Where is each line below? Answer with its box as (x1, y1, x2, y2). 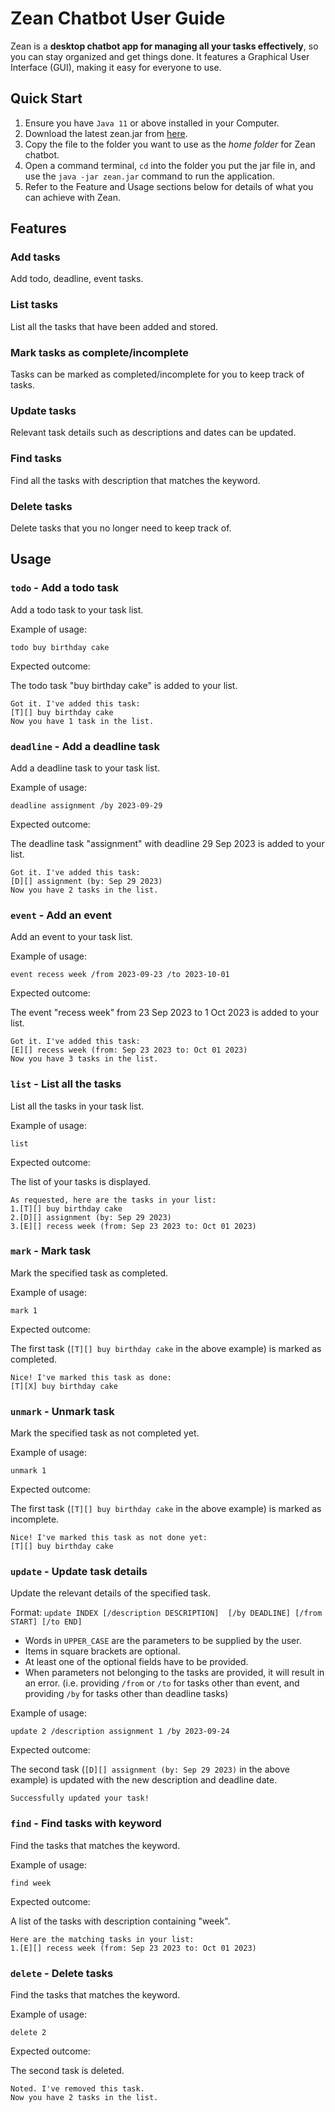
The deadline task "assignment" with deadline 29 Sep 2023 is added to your (10, 837, 325, 849)
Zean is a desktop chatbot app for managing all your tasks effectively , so (10, 40, 319, 52)
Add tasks (10, 250, 61, 264)
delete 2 (10, 2027, 47, 2037)
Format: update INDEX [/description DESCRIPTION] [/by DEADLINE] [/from (10, 1607, 323, 1619)
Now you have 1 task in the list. (10, 716, 155, 726)
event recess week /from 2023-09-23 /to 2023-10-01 (10, 970, 230, 980)
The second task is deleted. (10, 2064, 125, 2076)
